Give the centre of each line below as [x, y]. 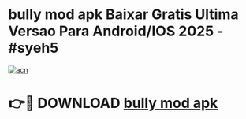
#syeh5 [34, 48]
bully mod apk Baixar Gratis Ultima [123, 15]
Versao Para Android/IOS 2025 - [116, 31]
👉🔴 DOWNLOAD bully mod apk [113, 103]
